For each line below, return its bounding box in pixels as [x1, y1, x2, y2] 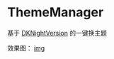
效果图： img [7, 43, 45, 52]
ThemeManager [7, 4, 104, 21]
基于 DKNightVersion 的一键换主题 [7, 28, 108, 37]
